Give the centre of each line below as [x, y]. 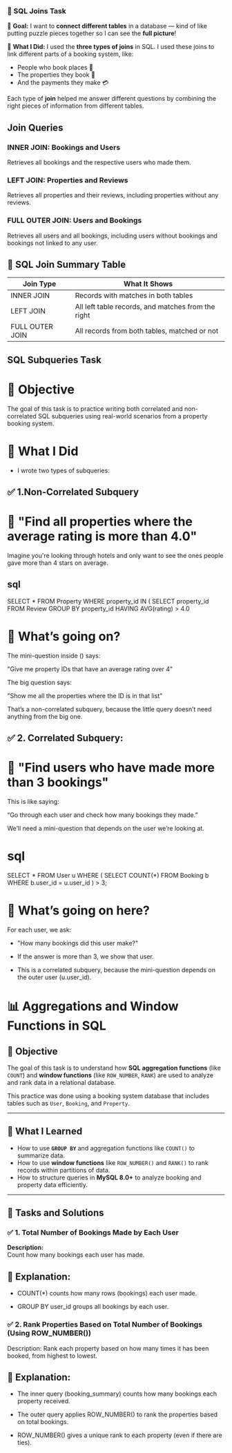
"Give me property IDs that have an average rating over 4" [90, 668]
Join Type [40, 284]
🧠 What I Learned [45, 1132]
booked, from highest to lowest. [52, 1356]
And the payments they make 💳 [63, 83]
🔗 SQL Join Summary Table [67, 264]
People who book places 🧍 [55, 68]
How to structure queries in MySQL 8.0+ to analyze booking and [109, 1177]
